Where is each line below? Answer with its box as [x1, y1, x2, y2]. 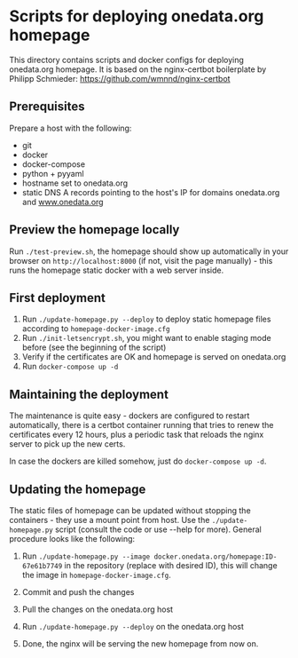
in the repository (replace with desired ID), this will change [64, 560, 278, 570]
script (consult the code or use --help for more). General [54, 524, 262, 535]
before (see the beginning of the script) [21, 342, 167, 353]
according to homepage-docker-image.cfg [21, 323, 170, 334]
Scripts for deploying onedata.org [9, 6, 264, 27]
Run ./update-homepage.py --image [21, 551, 151, 561]
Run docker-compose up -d [21, 361, 119, 372]
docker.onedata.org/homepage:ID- [153, 552, 278, 561]
